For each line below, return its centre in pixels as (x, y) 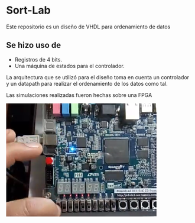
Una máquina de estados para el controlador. (70, 66)
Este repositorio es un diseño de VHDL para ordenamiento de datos (88, 27)
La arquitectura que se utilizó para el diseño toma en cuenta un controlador (98, 77)
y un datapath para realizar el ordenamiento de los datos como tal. (87, 83)
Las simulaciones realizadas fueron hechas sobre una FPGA (79, 95)
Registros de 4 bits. (38, 59)
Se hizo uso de (33, 45)
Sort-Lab (29, 10)
